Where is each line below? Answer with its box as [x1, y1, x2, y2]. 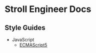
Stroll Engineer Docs [4, 3, 91, 15]
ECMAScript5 [19, 42, 47, 48]
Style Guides [4, 23, 45, 32]
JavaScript [11, 36, 34, 42]
